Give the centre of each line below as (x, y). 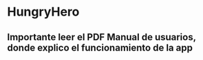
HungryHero (43, 12)
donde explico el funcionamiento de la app (100, 47)
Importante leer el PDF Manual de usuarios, (101, 37)
